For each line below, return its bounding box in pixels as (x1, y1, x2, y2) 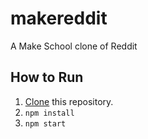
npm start (24, 118, 67, 129)
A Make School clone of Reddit (10, 40, 138, 52)
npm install (24, 108, 75, 118)
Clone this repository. (24, 95, 114, 107)
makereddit (10, 7, 108, 30)
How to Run (10, 69, 84, 86)
